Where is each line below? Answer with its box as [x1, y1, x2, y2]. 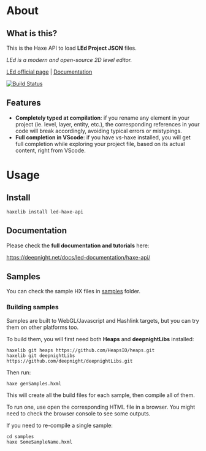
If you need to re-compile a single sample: [6, 422, 113, 429]
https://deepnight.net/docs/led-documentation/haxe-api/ [6, 253, 151, 261]
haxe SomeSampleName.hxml [6, 439, 72, 445]
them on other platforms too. [6, 323, 79, 331]
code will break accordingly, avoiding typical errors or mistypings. [15, 127, 182, 134]
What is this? [6, 28, 58, 39]
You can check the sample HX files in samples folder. [6, 288, 141, 295]
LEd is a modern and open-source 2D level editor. [6, 56, 132, 63]
